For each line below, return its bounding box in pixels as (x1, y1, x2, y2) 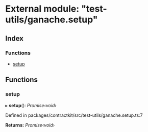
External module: (5, 3, 80, 15)
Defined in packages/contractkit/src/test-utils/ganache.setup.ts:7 (5, 112, 143, 118)
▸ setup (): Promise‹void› (5, 102, 57, 108)
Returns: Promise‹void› (5, 122, 55, 128)
